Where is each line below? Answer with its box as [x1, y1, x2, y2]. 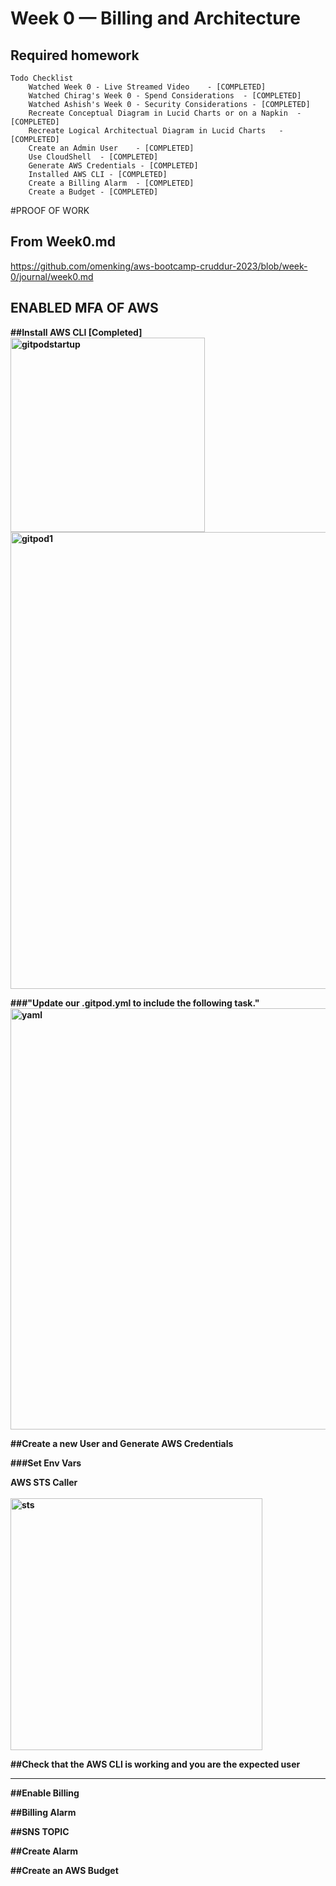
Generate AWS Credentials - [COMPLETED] [28, 161, 199, 171]
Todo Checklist [10, 73, 74, 83]
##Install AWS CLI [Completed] [10, 326, 143, 338]
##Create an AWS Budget [10, 1864, 119, 1876]
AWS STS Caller [10, 1476, 78, 1488]
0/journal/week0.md [10, 270, 94, 282]
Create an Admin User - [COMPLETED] [28, 143, 195, 153]
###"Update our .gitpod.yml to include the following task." [10, 997, 260, 1009]
